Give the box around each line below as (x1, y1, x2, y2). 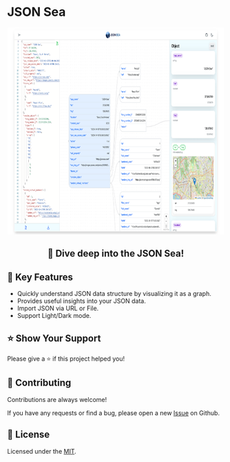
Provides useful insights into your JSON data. (17, 297, 146, 305)
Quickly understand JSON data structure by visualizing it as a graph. (17, 290, 211, 298)
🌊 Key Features (7, 271, 74, 283)
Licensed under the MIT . (7, 447, 77, 455)
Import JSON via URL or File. (17, 304, 99, 312)
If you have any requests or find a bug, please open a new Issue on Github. (7, 408, 220, 417)
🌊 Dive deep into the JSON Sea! (47, 248, 185, 259)
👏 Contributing (7, 377, 72, 389)
